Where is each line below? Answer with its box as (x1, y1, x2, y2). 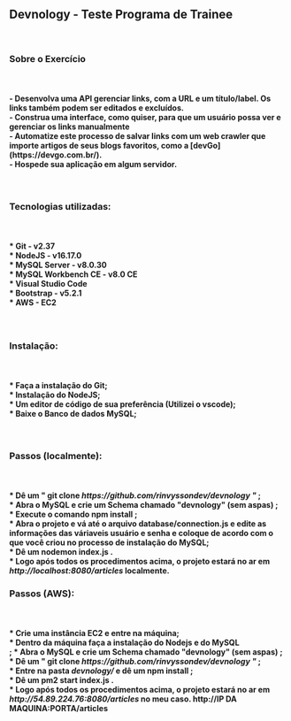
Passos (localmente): (9, 450, 103, 463)
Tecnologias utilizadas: (9, 201, 111, 213)
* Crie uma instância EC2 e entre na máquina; (9, 628, 180, 639)
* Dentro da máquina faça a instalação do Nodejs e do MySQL (9, 637, 241, 648)
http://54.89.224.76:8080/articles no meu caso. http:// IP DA (9, 694, 237, 704)
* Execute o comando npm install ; (9, 509, 138, 520)
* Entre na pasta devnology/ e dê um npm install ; (9, 665, 194, 676)
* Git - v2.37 (9, 241, 56, 251)
